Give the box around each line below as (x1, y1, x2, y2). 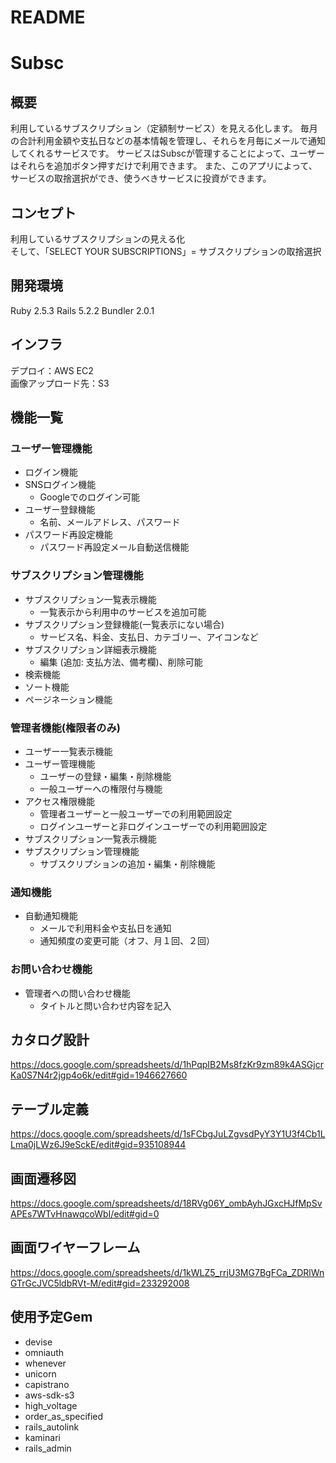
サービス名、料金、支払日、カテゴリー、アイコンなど (39, 631, 259, 643)
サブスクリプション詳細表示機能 (24, 643, 157, 655)
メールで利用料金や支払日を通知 (39, 922, 172, 935)
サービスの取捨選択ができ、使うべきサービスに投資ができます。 (10, 172, 272, 185)
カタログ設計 (10, 1031, 90, 1048)
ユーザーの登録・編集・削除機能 (39, 770, 172, 782)
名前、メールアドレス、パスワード (39, 516, 181, 528)
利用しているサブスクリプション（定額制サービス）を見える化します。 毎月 (10, 122, 318, 135)
